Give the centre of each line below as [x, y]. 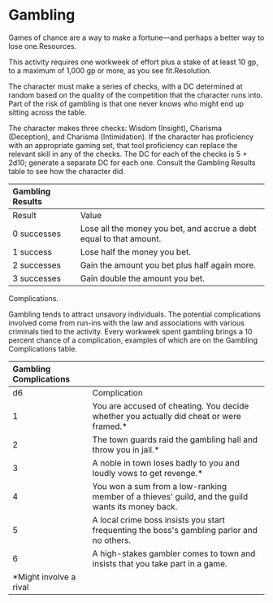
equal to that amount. [121, 238]
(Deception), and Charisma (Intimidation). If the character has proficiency [131, 137]
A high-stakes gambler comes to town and [174, 553]
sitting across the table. [48, 112]
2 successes [37, 264]
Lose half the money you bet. [135, 251]
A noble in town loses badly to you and [166, 463]
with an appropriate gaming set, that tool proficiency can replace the [123, 145]
